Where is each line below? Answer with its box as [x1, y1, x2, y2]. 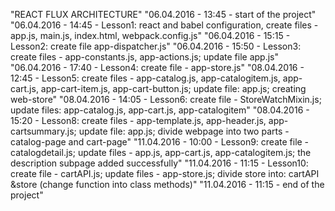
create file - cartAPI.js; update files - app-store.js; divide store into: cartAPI [10, 168, 320, 179]
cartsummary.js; [10, 125, 77, 137]
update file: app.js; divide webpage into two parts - [78, 125, 290, 137]
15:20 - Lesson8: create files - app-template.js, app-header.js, [10, 115, 267, 126]
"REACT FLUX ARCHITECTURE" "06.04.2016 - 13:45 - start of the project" [10, 9, 317, 20]
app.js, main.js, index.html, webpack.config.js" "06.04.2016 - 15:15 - [10, 30, 291, 41]
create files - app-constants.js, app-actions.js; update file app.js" [10, 51, 280, 63]
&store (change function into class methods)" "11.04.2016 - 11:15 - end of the [10, 179, 325, 190]
